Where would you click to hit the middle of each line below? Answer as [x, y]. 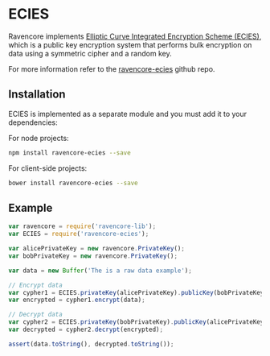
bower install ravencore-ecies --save [73, 183]
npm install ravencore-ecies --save [70, 153]
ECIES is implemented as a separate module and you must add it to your [128, 114]
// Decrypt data [35, 315]
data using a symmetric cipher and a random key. [90, 53]
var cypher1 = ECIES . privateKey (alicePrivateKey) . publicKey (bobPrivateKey [136, 292]
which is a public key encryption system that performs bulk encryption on [130, 44]
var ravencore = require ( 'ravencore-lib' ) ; [82, 226]
